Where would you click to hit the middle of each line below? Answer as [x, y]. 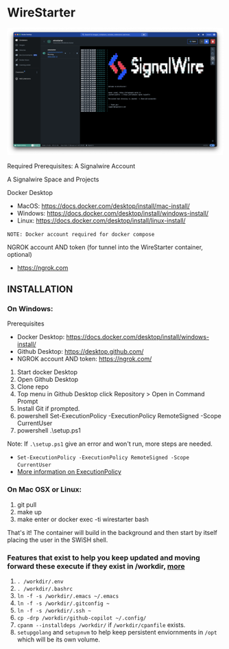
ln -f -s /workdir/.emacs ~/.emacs [68, 596]
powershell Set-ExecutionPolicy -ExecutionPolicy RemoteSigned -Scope [119, 416]
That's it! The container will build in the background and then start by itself [112, 532]
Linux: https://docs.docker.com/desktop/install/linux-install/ [101, 220]
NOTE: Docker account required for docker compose [81, 234]
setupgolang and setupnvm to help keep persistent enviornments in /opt [117, 633]
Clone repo [33, 387]
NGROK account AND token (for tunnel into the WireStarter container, [105, 247]
